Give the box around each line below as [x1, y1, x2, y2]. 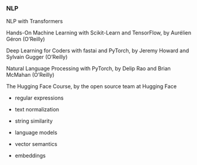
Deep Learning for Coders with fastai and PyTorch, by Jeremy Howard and [6, 47, 189, 54]
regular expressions [14, 94, 64, 102]
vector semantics [14, 141, 58, 148]
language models [14, 129, 58, 136]
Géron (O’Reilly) [6, 36, 45, 43]
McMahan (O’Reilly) [6, 71, 55, 79]
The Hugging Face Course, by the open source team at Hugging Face [6, 83, 177, 90]
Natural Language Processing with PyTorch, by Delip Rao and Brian [6, 65, 171, 72]
